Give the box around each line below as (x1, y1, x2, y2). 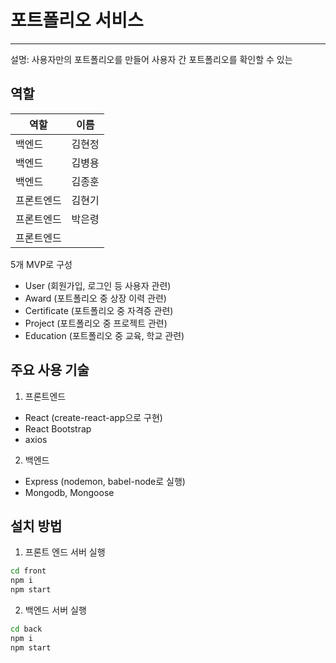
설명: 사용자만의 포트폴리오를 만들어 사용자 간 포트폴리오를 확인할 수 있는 (10, 53, 293, 65)
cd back (10, 624, 43, 634)
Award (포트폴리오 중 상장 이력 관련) (24, 292, 167, 304)
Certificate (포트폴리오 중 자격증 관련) (24, 304, 174, 316)
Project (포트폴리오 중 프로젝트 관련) (24, 317, 168, 329)
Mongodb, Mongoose (24, 486, 115, 498)
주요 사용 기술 (10, 362, 90, 379)
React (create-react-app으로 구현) (24, 411, 163, 423)
